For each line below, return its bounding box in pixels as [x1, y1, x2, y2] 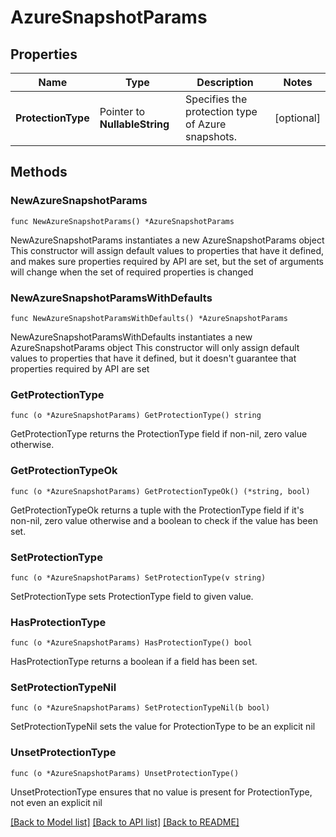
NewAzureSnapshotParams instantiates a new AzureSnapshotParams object [10, 234, 325, 246]
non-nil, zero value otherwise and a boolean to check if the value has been [10, 514, 318, 526]
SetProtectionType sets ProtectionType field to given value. [10, 590, 254, 602]
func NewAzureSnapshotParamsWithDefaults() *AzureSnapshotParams [10, 313, 288, 323]
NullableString [99, 117, 170, 131]
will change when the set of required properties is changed [10, 266, 254, 278]
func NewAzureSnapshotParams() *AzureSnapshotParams [10, 216, 235, 226]
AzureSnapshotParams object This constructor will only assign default [10, 341, 300, 353]
